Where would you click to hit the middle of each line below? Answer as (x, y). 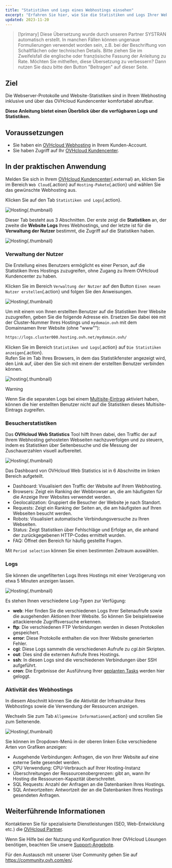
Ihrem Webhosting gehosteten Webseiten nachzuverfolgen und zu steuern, (84, 440)
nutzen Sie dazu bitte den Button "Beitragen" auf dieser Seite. (83, 67)
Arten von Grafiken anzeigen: (36, 747)
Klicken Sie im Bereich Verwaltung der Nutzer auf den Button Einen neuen (83, 286)
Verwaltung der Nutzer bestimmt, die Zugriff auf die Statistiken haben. (80, 231)
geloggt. (21, 676)
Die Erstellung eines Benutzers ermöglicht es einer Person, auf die (75, 265)
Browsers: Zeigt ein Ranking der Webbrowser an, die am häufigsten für (88, 492)
